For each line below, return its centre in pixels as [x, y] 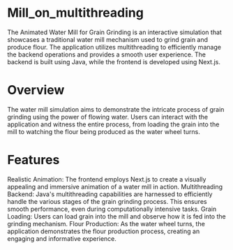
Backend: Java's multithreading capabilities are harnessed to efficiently [110, 194]
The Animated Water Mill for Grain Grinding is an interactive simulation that [114, 32]
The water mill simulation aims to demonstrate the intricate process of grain [116, 109]
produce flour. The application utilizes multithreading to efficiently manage [114, 47]
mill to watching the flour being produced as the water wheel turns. [104, 131]
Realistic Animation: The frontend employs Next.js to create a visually [107, 179]
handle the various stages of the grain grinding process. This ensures [107, 201]
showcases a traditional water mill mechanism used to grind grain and [107, 39]
